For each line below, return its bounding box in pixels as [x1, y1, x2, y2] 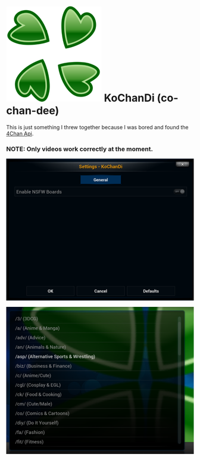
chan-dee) [6, 104, 60, 117]
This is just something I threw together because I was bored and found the [6, 123, 189, 130]
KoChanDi [104, 91, 155, 105]
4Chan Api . [6, 130, 34, 137]
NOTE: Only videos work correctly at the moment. [6, 145, 154, 153]
